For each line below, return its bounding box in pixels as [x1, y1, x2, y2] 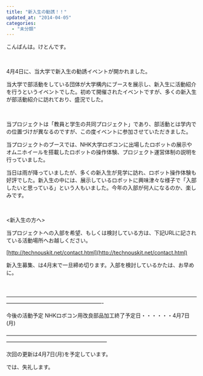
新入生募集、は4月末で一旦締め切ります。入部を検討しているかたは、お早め [6, 261, 195, 269]
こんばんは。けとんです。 [6, 43, 69, 50]
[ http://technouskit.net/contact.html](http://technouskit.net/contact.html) [6, 249, 188, 257]
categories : [6, 20, 36, 26]
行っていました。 [6, 156, 49, 164]
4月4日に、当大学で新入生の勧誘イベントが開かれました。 [6, 68, 151, 75]
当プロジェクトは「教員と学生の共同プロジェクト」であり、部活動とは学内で [6, 121, 197, 128]
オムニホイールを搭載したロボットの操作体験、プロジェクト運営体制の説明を [6, 149, 197, 156]
